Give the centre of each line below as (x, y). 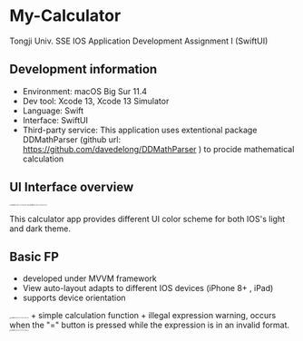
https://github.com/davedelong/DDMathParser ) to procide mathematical (158, 149)
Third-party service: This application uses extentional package (140, 130)
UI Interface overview (72, 187)
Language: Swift (53, 111)
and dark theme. (40, 229)
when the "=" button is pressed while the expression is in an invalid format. (150, 325)
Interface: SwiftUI (55, 120)
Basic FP (34, 256)
